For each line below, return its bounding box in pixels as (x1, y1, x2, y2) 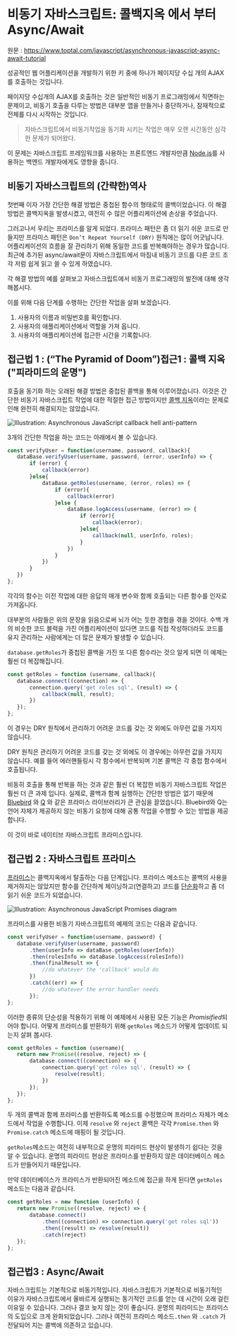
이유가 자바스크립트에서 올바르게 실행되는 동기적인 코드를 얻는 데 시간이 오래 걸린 (7, 1294, 230, 1303)
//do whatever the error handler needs (42, 986, 159, 993)
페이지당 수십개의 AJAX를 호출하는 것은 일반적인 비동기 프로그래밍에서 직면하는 (7, 92, 225, 101)
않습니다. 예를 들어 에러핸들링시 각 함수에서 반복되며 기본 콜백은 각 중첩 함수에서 (7, 756, 228, 765)
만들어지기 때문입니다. (20, 1160, 81, 1169)
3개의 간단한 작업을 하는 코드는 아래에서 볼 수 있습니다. (7, 433, 158, 441)
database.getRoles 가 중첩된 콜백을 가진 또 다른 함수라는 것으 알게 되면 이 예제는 (7, 648, 228, 656)
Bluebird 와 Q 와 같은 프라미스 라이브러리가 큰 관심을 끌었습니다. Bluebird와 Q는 (7, 798, 228, 807)
